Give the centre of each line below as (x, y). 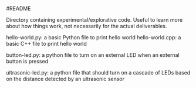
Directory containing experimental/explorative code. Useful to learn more (94, 20)
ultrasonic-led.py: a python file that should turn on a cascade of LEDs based (98, 72)
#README (18, 9)
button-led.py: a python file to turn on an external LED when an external (93, 55)
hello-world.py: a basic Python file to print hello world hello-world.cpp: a (94, 37)
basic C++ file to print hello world (46, 44)
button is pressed (27, 61)
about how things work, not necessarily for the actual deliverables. (87, 26)
